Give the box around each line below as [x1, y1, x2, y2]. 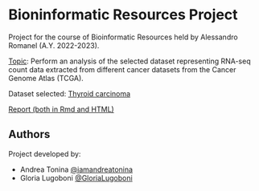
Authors [8, 128, 51, 141]
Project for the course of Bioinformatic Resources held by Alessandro [8, 32, 239, 42]
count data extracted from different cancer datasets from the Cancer [8, 64, 236, 74]
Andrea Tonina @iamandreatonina [19, 165, 134, 174]
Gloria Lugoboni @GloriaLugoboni [19, 173, 133, 182]
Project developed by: [8, 148, 81, 158]
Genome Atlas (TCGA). [8, 73, 84, 83]
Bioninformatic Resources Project [8, 6, 239, 24]
